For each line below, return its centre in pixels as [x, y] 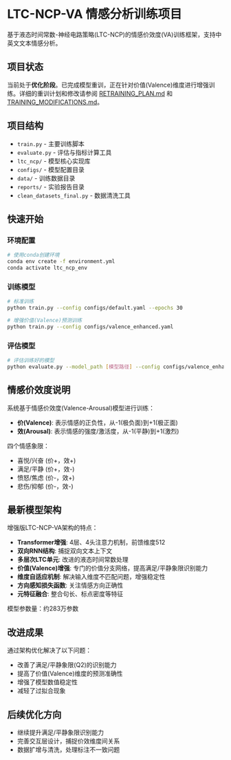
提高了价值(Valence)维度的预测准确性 [70, 674]
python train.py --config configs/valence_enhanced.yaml [90, 327]
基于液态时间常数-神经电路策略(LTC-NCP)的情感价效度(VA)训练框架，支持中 [114, 34]
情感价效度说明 [39, 390]
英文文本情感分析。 [34, 43]
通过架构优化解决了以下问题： [49, 651]
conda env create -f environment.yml [61, 262]
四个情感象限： [28, 445]
